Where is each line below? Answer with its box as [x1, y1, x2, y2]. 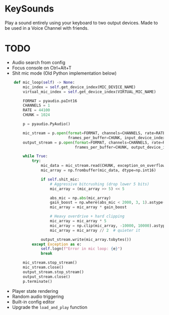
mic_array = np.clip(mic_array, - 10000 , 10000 [49, 223, 150, 228]
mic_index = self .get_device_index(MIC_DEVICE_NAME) [23, 84, 136, 90]
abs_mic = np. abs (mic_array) [49, 195, 111, 201]
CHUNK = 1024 [23, 112, 50, 117]
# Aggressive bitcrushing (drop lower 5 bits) [49, 181, 150, 186]
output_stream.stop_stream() [23, 269, 84, 275]
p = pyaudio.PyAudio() [23, 121, 71, 127]
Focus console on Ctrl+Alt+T [12, 65, 72, 71]
